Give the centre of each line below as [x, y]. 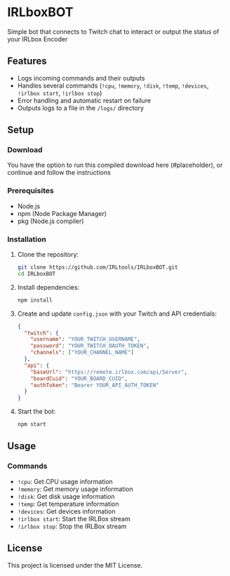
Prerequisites [31, 191]
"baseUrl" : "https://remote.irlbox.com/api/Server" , [109, 372]
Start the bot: [36, 412]
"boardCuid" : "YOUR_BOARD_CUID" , [79, 379]
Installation [27, 239]
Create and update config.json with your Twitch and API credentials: [117, 314]
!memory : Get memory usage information [75, 489]
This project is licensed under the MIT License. [75, 565]
